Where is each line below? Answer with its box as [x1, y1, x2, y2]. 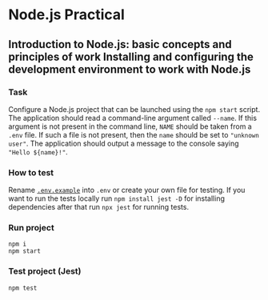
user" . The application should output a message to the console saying [8, 138, 239, 148]
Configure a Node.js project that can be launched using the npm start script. [8, 104, 261, 114]
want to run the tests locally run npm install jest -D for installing [8, 194, 226, 203]
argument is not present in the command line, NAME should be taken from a [8, 122, 252, 131]
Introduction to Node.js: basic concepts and [8, 38, 232, 51]
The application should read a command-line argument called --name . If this [8, 113, 258, 122]
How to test [8, 166, 54, 178]
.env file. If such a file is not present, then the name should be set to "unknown [8, 130, 260, 139]
